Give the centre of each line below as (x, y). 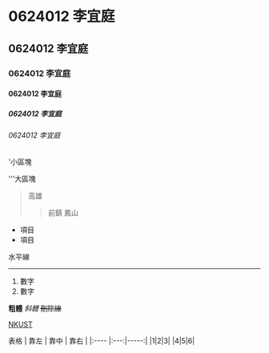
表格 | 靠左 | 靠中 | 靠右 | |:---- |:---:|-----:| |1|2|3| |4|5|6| (102, 340)
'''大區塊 (22, 179)
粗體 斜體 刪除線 (35, 308)
